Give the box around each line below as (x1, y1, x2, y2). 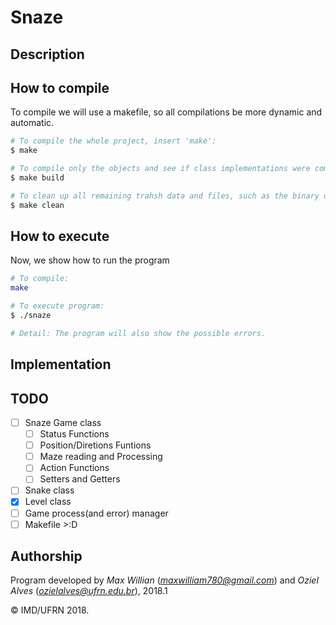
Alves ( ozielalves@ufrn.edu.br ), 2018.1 (10, 585, 168, 597)
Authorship (10, 548, 83, 565)
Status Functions (39, 428, 110, 440)
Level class (24, 496, 72, 508)
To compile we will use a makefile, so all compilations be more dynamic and (10, 106, 323, 118)
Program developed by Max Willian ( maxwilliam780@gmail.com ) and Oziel (10, 574, 319, 586)
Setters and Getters (39, 473, 121, 485)
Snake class (24, 484, 75, 496)
